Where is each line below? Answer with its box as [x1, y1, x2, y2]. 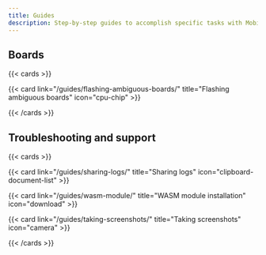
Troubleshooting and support [8, 131, 156, 144]
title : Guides [8, 11, 55, 20]
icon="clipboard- [197, 167, 254, 177]
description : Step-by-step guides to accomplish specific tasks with [8, 19, 243, 27]
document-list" [8, 175, 57, 186]
